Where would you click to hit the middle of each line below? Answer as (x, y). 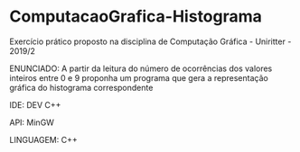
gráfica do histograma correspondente (81, 87)
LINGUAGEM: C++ (44, 139)
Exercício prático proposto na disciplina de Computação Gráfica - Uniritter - (150, 41)
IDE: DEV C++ (35, 104)
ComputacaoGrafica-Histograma (136, 17)
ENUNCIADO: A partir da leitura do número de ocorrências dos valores (141, 68)
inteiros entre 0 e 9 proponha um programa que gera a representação (139, 77)
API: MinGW (32, 122)
